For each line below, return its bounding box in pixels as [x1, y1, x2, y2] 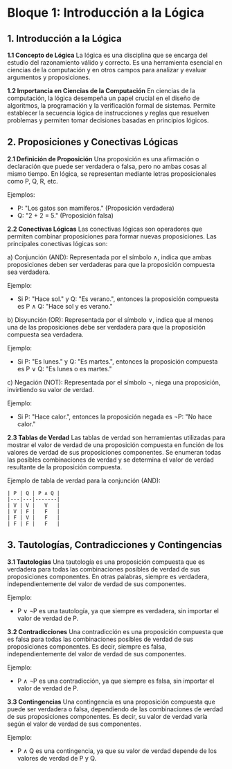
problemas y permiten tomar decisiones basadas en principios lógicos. [7, 116, 209, 124]
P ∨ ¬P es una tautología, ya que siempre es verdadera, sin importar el [17, 606, 220, 615]
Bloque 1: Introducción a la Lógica [7, 5, 204, 21]
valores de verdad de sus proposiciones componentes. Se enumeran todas [7, 448, 222, 456]
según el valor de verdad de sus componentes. [7, 720, 142, 728]
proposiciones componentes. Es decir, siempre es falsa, [7, 642, 167, 651]
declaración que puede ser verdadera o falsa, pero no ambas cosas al [7, 162, 207, 170]
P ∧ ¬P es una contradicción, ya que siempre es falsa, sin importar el [17, 677, 215, 685]
